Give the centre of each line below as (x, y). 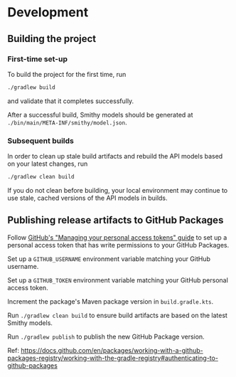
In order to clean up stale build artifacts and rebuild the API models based (115, 156)
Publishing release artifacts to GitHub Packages (116, 220)
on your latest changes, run (48, 164)
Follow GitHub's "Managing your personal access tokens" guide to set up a (117, 237)
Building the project (52, 39)
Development (48, 12)
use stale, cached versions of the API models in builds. (88, 198)
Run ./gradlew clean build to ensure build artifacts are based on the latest (117, 315)
